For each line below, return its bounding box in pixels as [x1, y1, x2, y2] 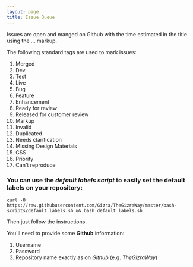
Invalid [15, 123, 32, 131]
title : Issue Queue [7, 14, 55, 20]
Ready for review [15, 104, 58, 111]
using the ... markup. [7, 37, 58, 44]
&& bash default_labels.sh [75, 207, 143, 213]
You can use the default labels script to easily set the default [7, 176, 186, 185]
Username [15, 241, 41, 248]
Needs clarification [15, 136, 62, 143]
